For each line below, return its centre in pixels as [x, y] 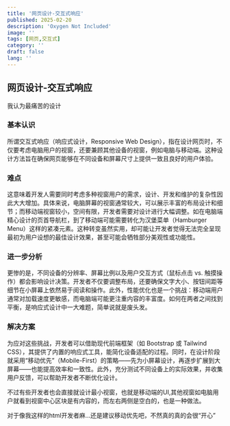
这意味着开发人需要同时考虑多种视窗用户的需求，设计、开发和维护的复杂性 [112, 194]
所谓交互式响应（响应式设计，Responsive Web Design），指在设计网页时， [112, 141]
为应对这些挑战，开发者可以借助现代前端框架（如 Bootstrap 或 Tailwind [107, 343]
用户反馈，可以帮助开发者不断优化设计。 [64, 377]
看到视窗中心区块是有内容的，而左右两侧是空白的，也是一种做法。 [112, 401]
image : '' [21, 33]
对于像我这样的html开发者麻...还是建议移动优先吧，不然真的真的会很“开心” [111, 415]
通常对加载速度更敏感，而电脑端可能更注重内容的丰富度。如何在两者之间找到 [115, 299]
